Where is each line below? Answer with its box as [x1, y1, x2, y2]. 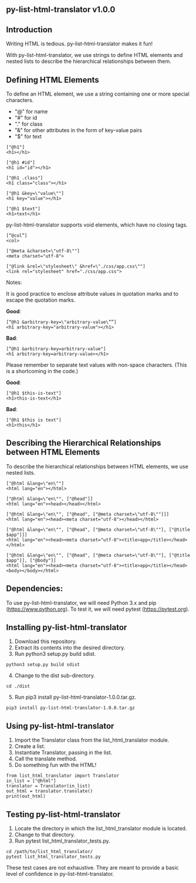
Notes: [6, 279, 22, 286]
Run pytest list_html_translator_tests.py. [14, 837, 110, 844]
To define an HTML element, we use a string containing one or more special [6, 90, 190, 97]
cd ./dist [6, 684, 31, 689]
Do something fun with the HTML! [14, 762, 97, 769]
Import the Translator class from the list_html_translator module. [14, 736, 170, 744]
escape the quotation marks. [6, 296, 76, 304]
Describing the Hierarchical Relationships [6, 438, 161, 448]
